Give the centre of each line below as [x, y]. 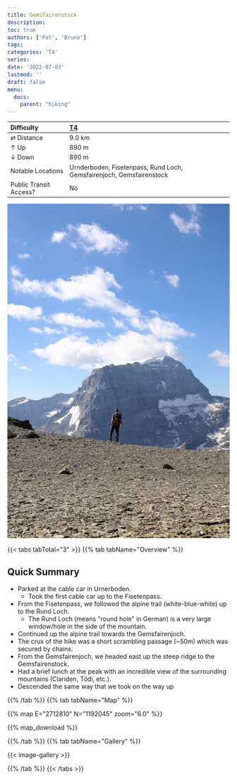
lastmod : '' [25, 74]
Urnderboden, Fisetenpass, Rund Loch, [126, 167]
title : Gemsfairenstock [42, 15]
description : [26, 22]
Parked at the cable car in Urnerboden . [74, 588]
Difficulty [24, 127]
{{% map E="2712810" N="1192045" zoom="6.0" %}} [85, 713]
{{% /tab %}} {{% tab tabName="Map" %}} [70, 700]
